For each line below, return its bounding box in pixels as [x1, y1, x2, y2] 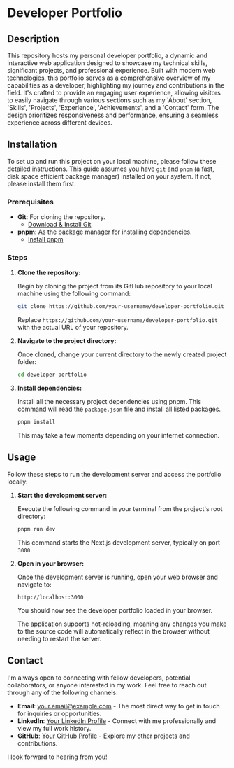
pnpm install [17, 419, 56, 426]
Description [7, 33, 59, 45]
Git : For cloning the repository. [17, 213, 106, 221]
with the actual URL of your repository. [17, 323, 129, 332]
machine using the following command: [17, 289, 131, 298]
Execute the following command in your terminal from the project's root [17, 504, 223, 512]
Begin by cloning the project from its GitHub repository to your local [17, 282, 212, 291]
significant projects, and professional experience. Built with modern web [7, 67, 216, 74]
